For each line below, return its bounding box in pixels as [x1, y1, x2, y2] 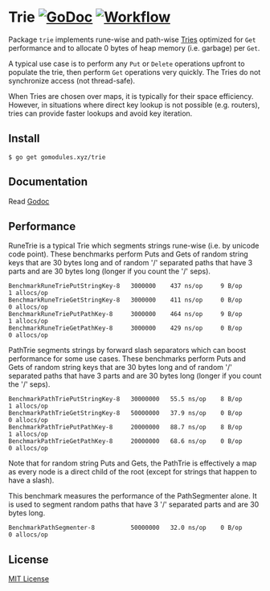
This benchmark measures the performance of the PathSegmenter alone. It [8, 491, 257, 501]
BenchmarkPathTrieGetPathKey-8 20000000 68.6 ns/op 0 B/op [8, 437, 243, 445]
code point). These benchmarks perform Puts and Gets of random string [8, 249, 249, 259]
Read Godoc [8, 196, 50, 206]
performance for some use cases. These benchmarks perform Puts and [8, 354, 247, 363]
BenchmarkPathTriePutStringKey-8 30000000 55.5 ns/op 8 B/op [8, 395, 243, 404]
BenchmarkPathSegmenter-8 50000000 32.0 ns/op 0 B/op [8, 523, 243, 532]
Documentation [8, 175, 88, 189]
